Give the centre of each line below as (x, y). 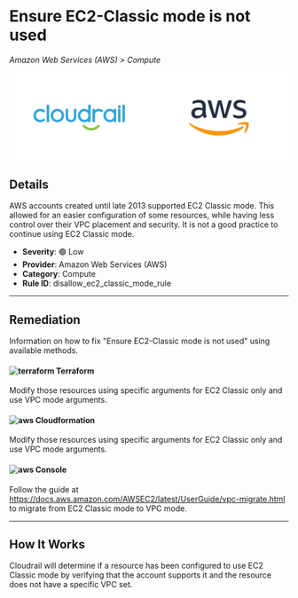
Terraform (75, 371)
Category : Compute (59, 274)
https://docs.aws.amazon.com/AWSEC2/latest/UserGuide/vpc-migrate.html (147, 499)
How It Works (47, 544)
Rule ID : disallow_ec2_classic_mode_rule (96, 283)
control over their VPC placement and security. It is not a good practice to (144, 224)
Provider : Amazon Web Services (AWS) (94, 264)
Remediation (45, 320)
